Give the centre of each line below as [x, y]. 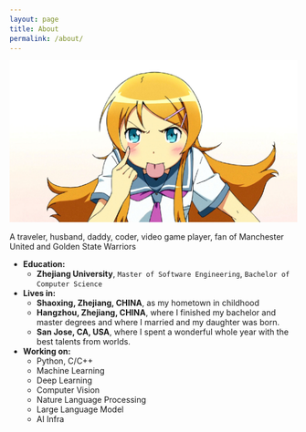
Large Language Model [80, 409]
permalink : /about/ [47, 38]
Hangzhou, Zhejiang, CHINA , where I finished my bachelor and [156, 312]
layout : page [34, 19]
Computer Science [69, 284]
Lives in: [39, 293]
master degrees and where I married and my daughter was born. [158, 322]
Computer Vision [68, 390]
